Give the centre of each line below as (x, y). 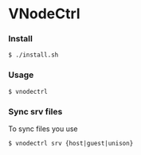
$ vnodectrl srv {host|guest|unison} (71, 144)
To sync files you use (43, 129)
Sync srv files (35, 111)
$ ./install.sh (33, 55)
